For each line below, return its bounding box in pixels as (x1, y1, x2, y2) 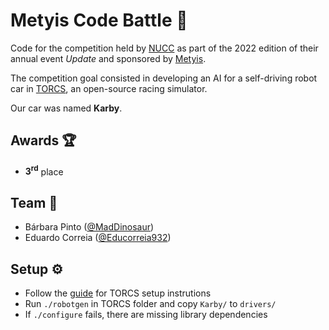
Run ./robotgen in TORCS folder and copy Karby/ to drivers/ (24, 298, 277, 310)
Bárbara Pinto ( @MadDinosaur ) (24, 221, 155, 233)
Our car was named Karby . (10, 102, 123, 114)
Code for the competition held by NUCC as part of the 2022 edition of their (10, 42, 319, 54)
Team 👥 (10, 194, 58, 211)
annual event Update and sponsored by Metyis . (10, 52, 207, 64)
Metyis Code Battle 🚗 (10, 9, 188, 32)
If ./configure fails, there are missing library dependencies (24, 309, 268, 321)
